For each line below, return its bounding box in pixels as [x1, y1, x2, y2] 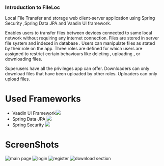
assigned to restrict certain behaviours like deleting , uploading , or [5, 51, 141, 57]
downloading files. [5, 56, 43, 62]
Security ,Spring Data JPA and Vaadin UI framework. [5, 20, 111, 26]
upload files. [5, 76, 30, 82]
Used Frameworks [5, 93, 81, 104]
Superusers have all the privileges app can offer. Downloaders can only [5, 66, 150, 71]
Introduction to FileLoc [5, 4, 60, 11]
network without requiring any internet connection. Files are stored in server [5, 35, 160, 41]
